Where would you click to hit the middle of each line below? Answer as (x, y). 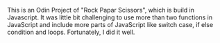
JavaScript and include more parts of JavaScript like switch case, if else (110, 25)
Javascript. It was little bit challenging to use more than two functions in (110, 17)
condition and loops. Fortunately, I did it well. (71, 32)
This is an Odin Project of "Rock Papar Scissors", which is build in (101, 10)
